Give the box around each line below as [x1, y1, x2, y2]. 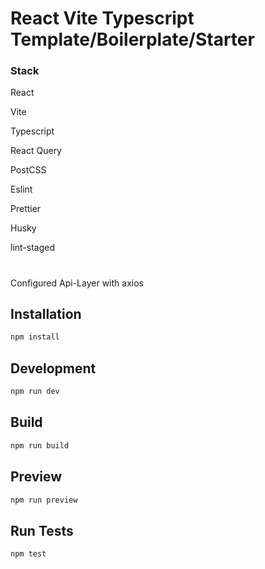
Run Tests [10, 522, 74, 539]
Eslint [10, 183, 33, 196]
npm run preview [10, 495, 78, 505]
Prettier [10, 203, 42, 215]
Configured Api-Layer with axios [10, 277, 144, 289]
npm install [10, 332, 60, 342]
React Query [10, 145, 62, 157]
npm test [10, 549, 47, 559]
